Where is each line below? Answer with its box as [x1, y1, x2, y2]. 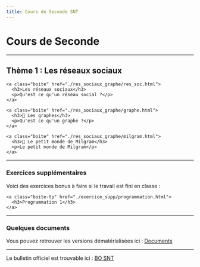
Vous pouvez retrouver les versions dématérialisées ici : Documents [6, 237, 173, 244]
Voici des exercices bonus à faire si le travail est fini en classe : [6, 182, 161, 189]
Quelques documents [6, 223, 70, 232]
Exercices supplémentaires [6, 168, 87, 177]
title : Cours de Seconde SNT [6, 8, 79, 15]
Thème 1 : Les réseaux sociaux [6, 65, 122, 75]
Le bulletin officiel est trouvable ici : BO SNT [6, 254, 114, 262]
